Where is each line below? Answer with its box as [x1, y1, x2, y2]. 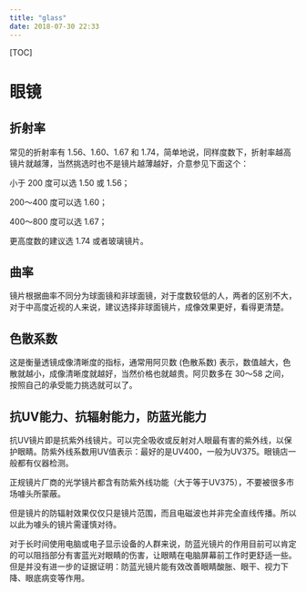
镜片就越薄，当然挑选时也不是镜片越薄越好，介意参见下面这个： [9, 158, 249, 168]
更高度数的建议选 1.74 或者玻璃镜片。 [9, 235, 148, 246]
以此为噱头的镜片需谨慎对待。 [9, 518, 121, 529]
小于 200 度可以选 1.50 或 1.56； [9, 177, 130, 188]
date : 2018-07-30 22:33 [9, 22, 100, 31]
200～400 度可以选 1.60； [9, 197, 107, 208]
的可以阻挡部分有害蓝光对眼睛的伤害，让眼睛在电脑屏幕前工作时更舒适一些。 [9, 549, 297, 560]
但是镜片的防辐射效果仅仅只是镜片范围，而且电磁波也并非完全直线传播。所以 [9, 507, 297, 518]
